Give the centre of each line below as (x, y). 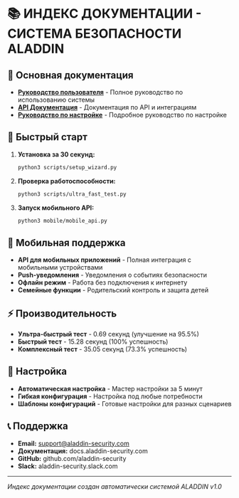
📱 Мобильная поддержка (67, 243)
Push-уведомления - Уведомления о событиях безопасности (112, 275)
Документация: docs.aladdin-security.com (83, 451)
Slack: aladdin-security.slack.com (68, 466)
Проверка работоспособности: (67, 181)
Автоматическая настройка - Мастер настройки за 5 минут (110, 388)
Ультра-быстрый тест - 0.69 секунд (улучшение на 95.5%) (108, 334)
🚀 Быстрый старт (47, 137)
